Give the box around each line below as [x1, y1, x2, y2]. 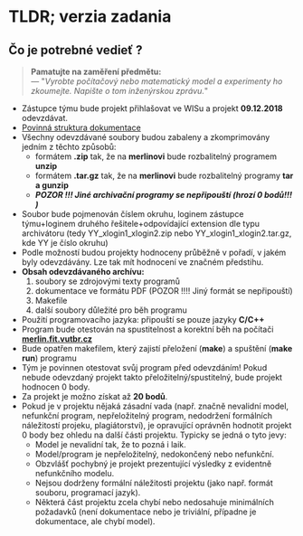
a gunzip [34, 180, 69, 191]
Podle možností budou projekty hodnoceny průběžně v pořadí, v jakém [21, 247, 287, 258]
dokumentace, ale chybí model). [34, 516, 156, 526]
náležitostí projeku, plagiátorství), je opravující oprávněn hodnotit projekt [21, 420, 292, 430]
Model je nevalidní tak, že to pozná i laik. [34, 439, 186, 449]
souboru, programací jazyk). [34, 487, 141, 498]
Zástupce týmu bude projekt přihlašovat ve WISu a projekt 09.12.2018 [21, 103, 283, 114]
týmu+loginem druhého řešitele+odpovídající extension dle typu [21, 219, 260, 229]
